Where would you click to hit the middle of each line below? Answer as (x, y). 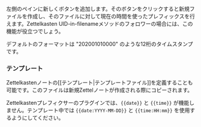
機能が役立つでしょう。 (35, 31)
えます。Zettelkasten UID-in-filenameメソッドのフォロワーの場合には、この (100, 24)
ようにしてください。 (37, 118)
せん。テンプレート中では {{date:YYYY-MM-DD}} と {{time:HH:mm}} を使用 (100, 110)
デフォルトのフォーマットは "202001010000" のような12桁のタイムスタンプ (100, 44)
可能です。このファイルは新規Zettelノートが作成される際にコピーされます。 (100, 90)
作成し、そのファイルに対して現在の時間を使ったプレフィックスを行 (111, 16)
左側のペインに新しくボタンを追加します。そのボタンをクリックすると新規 (98, 9)
